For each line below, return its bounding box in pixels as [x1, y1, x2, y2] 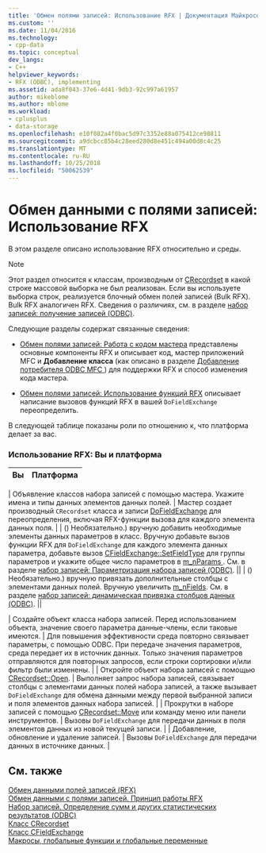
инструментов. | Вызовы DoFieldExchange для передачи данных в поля [8, 716, 246, 725]
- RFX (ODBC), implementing [8, 78, 101, 86]
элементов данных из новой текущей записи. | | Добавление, [8, 724, 217, 734]
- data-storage [8, 122, 59, 130]
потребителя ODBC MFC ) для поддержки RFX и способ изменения [19, 365, 248, 374]
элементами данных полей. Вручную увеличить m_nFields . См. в [8, 582, 229, 592]
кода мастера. [19, 372, 69, 382]
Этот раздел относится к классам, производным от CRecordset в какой [8, 275, 251, 284]
